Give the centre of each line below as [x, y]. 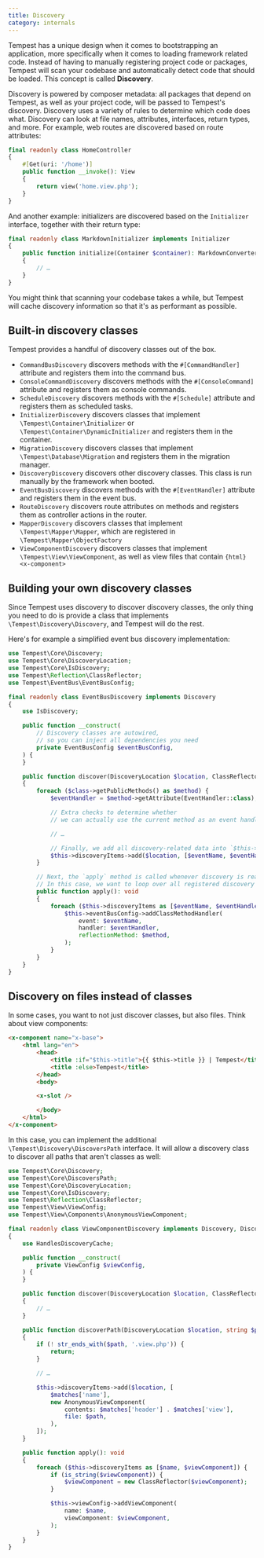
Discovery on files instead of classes [100, 996]
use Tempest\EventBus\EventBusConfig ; [71, 683]
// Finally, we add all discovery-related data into [138, 848]
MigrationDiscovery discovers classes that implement [106, 448]
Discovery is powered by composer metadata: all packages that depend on [130, 93]
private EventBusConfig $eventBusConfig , [105, 747]
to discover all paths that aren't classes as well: [84, 1157]
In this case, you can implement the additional [82, 1139]
